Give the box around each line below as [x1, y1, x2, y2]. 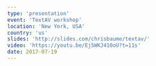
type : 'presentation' [7, 10, 70, 17]
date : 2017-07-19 [7, 49, 58, 56]
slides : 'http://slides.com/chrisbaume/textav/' [7, 36, 150, 43]
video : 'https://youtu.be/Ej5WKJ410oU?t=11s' [7, 42, 141, 49]
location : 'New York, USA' [7, 23, 85, 30]
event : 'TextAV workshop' [7, 16, 82, 23]
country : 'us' [7, 29, 49, 36]
